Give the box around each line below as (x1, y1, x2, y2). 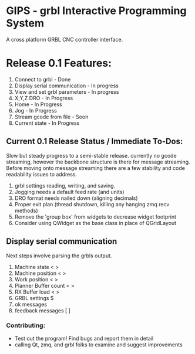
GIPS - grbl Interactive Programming (6, 4, 187, 18)
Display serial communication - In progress (14, 82, 119, 89)
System (6, 16, 45, 30)
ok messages (14, 301, 48, 308)
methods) (14, 207, 38, 214)
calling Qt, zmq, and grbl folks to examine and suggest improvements (14, 341, 183, 348)
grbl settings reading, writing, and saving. (14, 182, 116, 189)
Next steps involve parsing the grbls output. (6, 252, 112, 259)
